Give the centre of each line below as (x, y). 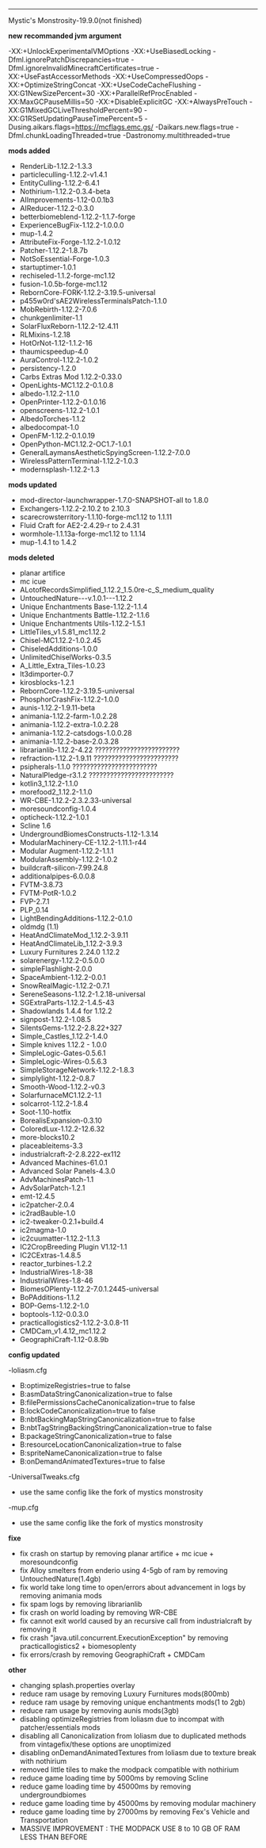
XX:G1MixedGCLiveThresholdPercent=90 (75, 110)
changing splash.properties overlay (77, 1685)
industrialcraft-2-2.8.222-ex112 (70, 1154)
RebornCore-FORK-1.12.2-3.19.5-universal (87, 293)
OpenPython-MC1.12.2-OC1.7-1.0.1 (76, 444)
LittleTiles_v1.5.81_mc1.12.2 (63, 632)
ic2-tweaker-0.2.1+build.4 (62, 1221)
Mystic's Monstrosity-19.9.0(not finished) (75, 20)
